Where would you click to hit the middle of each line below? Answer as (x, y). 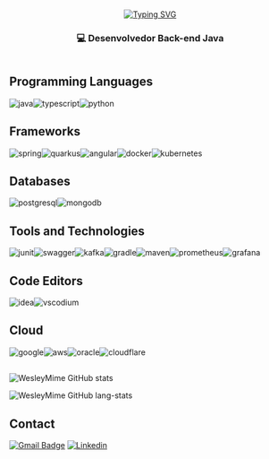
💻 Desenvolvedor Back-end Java (150, 38)
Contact (32, 424)
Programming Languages (81, 82)
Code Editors (46, 281)
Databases (40, 181)
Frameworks (45, 131)
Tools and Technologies (77, 231)
